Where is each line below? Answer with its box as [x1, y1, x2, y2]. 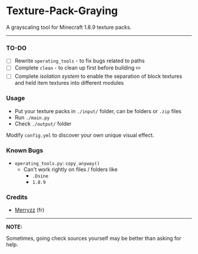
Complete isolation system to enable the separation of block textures [14, 72, 183, 80]
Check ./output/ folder [14, 120, 72, 127]
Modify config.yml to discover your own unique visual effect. [6, 131, 154, 138]
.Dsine [32, 173, 49, 179]
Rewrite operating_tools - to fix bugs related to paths [14, 57, 145, 64]
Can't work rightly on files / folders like [23, 166, 118, 173]
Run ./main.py [14, 114, 50, 121]
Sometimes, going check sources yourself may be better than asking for [6, 235, 181, 242]
